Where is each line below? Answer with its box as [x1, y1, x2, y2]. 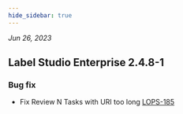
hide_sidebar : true [8, 11, 73, 20]
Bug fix [8, 79, 36, 90]
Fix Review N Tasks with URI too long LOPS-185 [19, 97, 175, 107]
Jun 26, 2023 [8, 33, 52, 42]
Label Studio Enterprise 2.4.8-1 [8, 56, 164, 69]
